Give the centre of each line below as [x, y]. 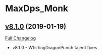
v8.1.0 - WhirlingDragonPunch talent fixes [55, 47]
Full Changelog [21, 38]
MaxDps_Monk [37, 9]
